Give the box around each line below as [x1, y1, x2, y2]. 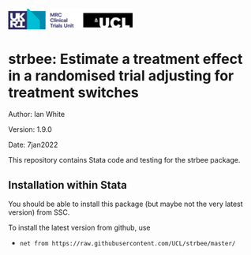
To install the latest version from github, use [8, 223, 151, 233]
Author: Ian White [8, 110, 66, 119]
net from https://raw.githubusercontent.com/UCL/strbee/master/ [19, 240, 236, 248]
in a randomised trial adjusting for [8, 66, 234, 84]
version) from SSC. [8, 208, 70, 217]
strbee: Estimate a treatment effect [8, 50, 243, 68]
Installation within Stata [8, 178, 128, 192]
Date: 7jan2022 [8, 140, 58, 150]
